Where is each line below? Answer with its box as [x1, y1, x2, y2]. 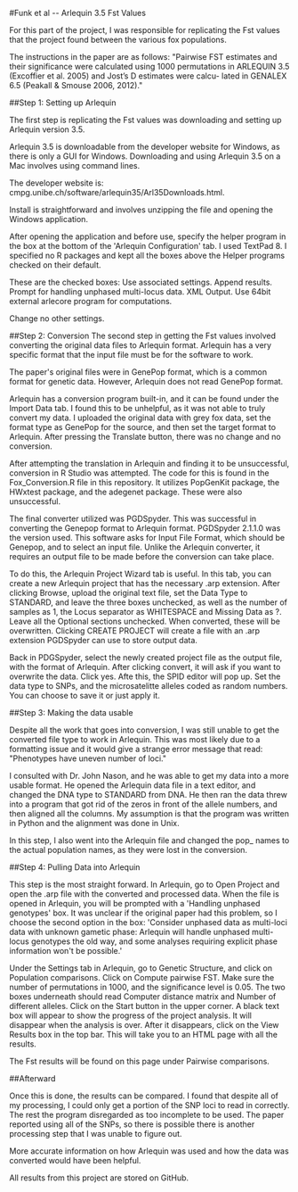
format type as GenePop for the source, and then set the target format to [9, 422, 277, 432]
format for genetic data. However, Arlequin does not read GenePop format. [9, 377, 284, 386]
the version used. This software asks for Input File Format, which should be [9, 533, 286, 542]
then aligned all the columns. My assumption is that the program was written [9, 808, 289, 819]
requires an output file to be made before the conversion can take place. [9, 551, 275, 561]
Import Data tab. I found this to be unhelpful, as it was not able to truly [9, 403, 266, 413]
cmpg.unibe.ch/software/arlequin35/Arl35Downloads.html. [9, 187, 225, 197]
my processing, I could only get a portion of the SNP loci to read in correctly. [9, 1100, 290, 1110]
